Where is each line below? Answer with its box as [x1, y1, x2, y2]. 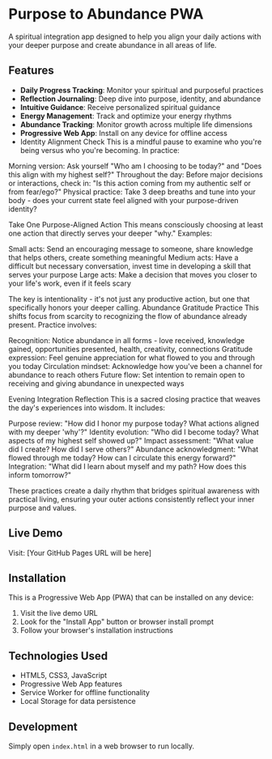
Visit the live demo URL [19, 608, 99, 618]
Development [8, 719, 79, 733]
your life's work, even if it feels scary [8, 278, 132, 288]
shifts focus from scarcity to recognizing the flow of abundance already [8, 311, 248, 320]
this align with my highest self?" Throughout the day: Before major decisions [8, 169, 263, 179]
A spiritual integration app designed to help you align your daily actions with [8, 32, 261, 41]
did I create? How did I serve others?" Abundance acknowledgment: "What [8, 444, 259, 454]
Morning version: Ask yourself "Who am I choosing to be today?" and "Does [8, 161, 262, 171]
